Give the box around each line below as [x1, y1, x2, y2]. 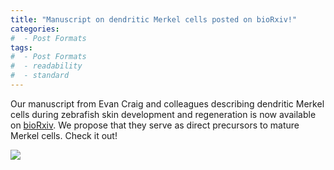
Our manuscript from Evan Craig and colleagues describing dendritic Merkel [10, 97, 325, 110]
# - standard [10, 71, 70, 81]
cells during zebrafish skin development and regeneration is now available [10, 108, 317, 120]
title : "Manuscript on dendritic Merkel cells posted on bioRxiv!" [10, 14, 298, 25]
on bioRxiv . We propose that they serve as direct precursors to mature [10, 119, 300, 131]
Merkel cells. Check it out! [10, 129, 118, 141]
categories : [10, 24, 60, 34]
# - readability [10, 61, 83, 71]
